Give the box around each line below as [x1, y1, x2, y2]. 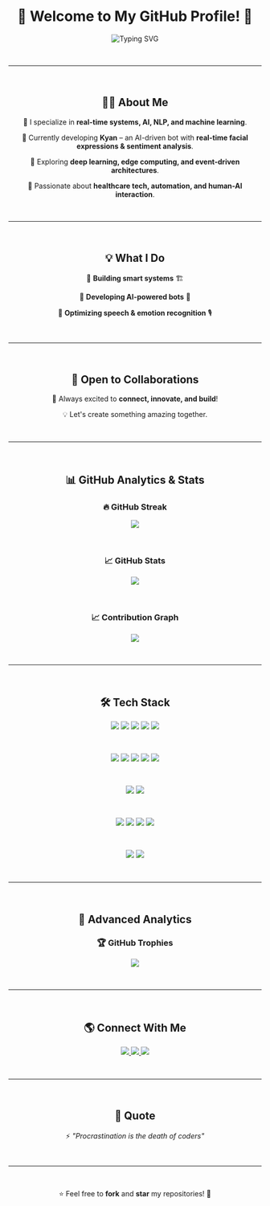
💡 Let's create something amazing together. [63, 410, 207, 419]
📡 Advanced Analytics [78, 912, 192, 926]
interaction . [115, 189, 155, 199]
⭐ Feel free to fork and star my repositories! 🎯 [59, 1188, 211, 1198]
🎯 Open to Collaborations [71, 373, 199, 386]
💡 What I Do [104, 251, 166, 265]
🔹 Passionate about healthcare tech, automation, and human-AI [27, 181, 243, 190]
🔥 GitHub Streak [103, 501, 167, 513]
